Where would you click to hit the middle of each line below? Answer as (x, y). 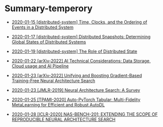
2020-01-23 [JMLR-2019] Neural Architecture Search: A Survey (76, 90)
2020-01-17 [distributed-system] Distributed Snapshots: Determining (81, 37)
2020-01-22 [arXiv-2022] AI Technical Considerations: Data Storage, (81, 61)
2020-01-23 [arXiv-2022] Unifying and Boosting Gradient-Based (77, 75)
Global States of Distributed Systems (49, 42)
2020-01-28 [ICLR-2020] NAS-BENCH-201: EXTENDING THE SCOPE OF (84, 114)
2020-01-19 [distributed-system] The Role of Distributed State (74, 51)
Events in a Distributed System (43, 27)
